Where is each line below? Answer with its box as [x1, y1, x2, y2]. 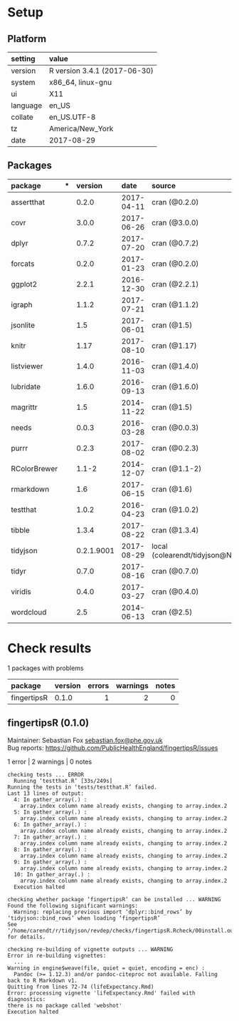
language [11, 101, 43, 111]
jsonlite [11, 320, 36, 330]
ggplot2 [11, 279, 38, 289]
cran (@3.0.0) [152, 217, 199, 227]
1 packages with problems [7, 664, 84, 672]
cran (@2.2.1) [152, 279, 199, 289]
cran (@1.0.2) [152, 504, 199, 514]
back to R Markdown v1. [7, 977, 78, 984]
